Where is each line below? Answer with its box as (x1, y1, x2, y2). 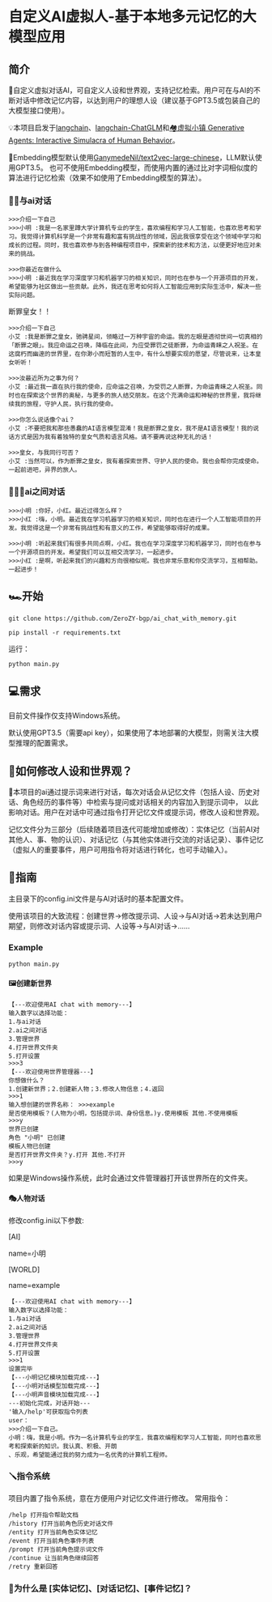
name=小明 (8, 1248, 46, 1258)
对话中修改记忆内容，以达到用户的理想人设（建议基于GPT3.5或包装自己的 (15, 96, 261, 105)
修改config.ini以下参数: (8, 1215, 84, 1225)
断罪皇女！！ (8, 307, 51, 317)
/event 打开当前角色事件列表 (8, 1536, 95, 1545)
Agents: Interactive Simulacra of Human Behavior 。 (8, 135, 180, 145)
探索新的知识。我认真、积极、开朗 (19, 1442, 117, 1450)
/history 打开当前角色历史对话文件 (8, 1519, 114, 1528)
